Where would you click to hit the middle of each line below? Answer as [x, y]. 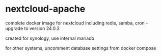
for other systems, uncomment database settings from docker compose [81, 48]
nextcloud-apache [45, 9]
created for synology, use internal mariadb [50, 38]
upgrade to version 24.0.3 [32, 28]
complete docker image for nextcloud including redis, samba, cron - [77, 23]
